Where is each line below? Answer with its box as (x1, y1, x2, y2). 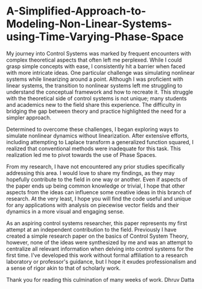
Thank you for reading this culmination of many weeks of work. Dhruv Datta (6, 276, 195, 283)
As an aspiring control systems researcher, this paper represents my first (6, 219, 188, 227)
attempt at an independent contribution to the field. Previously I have (6, 226, 177, 233)
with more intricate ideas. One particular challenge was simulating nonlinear (6, 69, 195, 76)
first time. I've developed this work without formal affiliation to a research (6, 252, 188, 259)
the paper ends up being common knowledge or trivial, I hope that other (6, 182, 185, 189)
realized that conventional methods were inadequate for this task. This (6, 145, 181, 152)
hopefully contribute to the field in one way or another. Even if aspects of (6, 176, 188, 183)
